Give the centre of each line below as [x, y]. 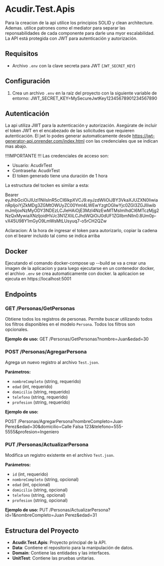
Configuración [28, 81]
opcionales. [17, 329]
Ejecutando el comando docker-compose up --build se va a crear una [75, 263]
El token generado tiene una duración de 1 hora [60, 176]
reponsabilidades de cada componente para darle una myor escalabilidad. [80, 33]
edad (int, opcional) [31, 485]
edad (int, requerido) [32, 387]
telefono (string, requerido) [40, 397]
